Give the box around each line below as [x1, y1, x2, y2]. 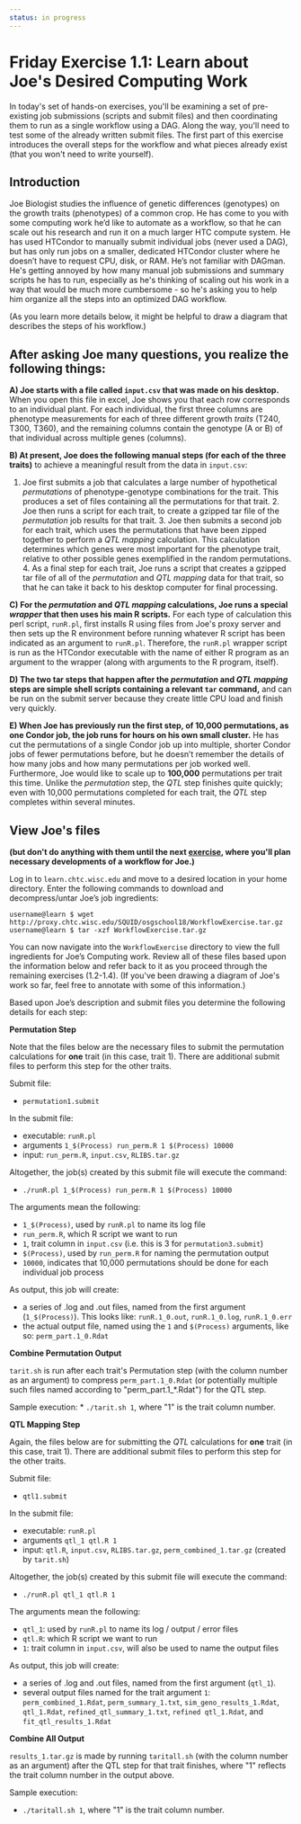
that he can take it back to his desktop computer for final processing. [22, 582, 279, 593]
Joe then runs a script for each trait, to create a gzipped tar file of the [22, 505, 280, 517]
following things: [9, 360, 106, 376]
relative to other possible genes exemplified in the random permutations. [22, 554, 292, 565]
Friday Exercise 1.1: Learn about [9, 51, 249, 72]
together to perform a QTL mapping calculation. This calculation [22, 534, 261, 545]
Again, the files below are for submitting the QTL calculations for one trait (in [9, 1437, 293, 1447]
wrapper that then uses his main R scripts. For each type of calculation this [9, 609, 292, 620]
